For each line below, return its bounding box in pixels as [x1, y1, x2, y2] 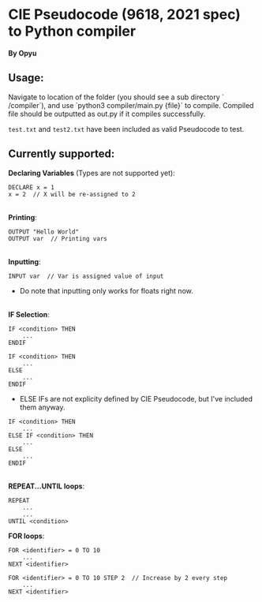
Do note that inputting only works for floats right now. [19, 286, 193, 295]
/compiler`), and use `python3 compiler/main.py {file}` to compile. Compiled [8, 100, 254, 110]
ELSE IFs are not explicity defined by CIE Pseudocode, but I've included [19, 394, 253, 403]
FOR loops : [8, 531, 45, 540]
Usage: [8, 71, 45, 84]
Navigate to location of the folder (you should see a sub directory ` [8, 92, 225, 102]
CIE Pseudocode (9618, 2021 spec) [8, 6, 241, 24]
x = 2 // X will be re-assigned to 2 [8, 190, 136, 198]
